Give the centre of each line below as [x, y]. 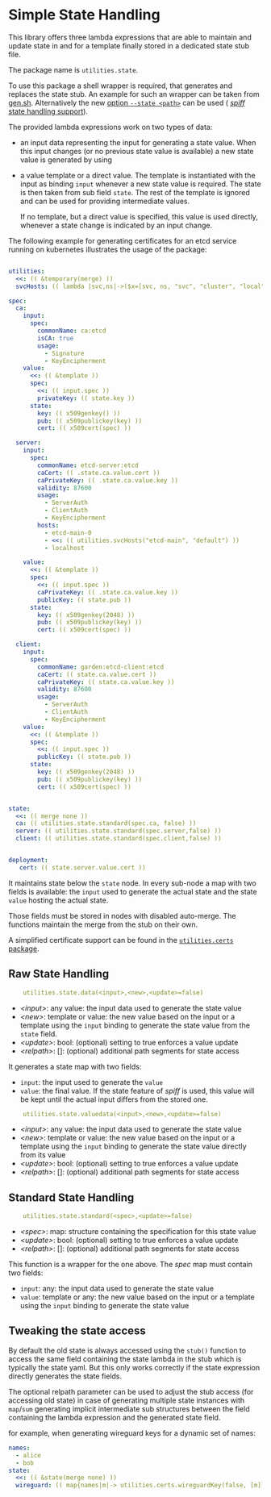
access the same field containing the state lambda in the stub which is [125, 1359]
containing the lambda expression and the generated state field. [115, 1417]
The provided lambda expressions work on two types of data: [110, 127]
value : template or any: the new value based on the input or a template [138, 1297]
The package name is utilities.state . [73, 69]
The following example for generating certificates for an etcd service [123, 240]
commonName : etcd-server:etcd [88, 465]
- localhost [64, 548]
